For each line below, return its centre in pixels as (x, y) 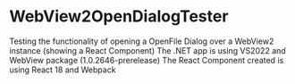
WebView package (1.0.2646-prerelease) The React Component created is (147, 60)
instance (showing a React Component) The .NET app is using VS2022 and (147, 50)
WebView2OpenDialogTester (119, 17)
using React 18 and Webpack (63, 70)
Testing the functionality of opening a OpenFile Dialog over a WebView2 (142, 41)
